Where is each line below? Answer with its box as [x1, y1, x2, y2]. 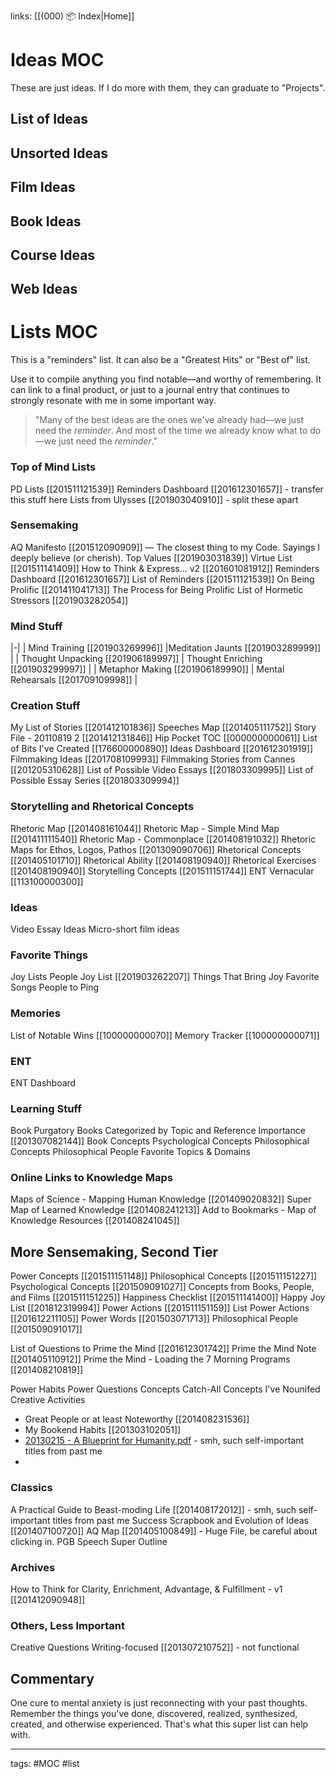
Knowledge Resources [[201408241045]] [10, 1215, 180, 1227]
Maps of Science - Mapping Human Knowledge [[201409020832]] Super [10, 1193, 312, 1205]
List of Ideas [10, 111, 89, 128]
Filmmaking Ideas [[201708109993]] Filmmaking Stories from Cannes [10, 753, 296, 765]
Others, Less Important [10, 1618, 126, 1632]
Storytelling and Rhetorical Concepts [10, 800, 195, 814]
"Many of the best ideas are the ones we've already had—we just [34, 414, 304, 426]
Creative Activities [10, 1394, 86, 1406]
